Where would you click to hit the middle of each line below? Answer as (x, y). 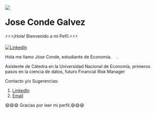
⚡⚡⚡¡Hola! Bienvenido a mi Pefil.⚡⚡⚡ (42, 36)
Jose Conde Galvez (45, 22)
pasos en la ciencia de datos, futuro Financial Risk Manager (65, 71)
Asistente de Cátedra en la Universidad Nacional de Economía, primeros (78, 66)
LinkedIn (21, 90)
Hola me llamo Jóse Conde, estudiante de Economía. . (62, 57)
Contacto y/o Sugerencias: (32, 81)
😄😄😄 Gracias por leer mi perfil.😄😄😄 (45, 105)
